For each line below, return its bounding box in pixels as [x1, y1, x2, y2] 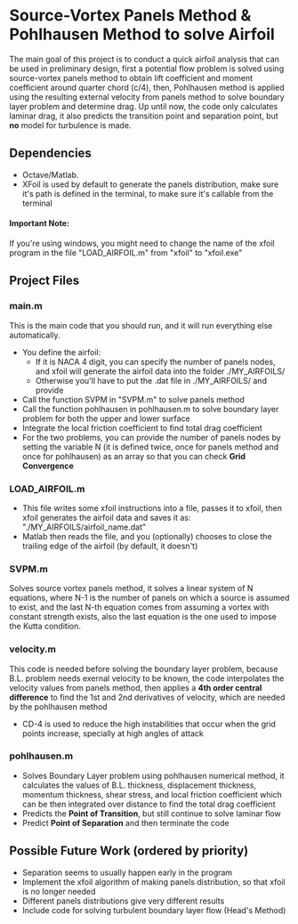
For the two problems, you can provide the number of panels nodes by [21, 432, 282, 442]
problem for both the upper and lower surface [21, 413, 190, 424]
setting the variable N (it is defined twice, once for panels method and [21, 442, 279, 452]
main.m [9, 300, 43, 312]
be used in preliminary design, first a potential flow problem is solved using [9, 63, 285, 74]
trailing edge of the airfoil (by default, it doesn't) [21, 540, 198, 551]
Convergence [21, 460, 74, 471]
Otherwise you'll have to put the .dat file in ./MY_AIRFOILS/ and [35, 375, 267, 385]
